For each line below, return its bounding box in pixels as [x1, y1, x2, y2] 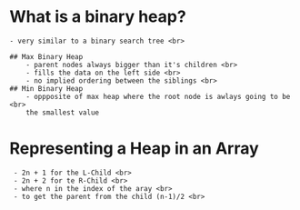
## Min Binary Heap [9, 84, 84, 93]
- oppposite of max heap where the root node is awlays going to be [25, 92, 291, 101]
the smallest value [25, 107, 100, 117]
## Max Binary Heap [9, 52, 84, 61]
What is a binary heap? [9, 6, 186, 27]
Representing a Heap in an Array [9, 138, 259, 159]
